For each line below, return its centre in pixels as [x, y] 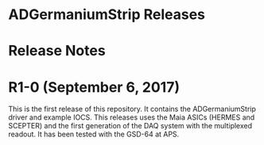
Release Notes [57, 51]
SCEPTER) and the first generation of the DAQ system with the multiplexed [130, 126]
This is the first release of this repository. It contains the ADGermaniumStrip [132, 109]
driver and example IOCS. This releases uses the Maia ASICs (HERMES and [132, 117]
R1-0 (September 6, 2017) [94, 87]
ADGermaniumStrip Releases [107, 15]
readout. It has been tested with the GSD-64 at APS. [94, 134]
